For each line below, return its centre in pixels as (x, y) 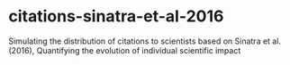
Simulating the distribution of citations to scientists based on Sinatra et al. (145, 41)
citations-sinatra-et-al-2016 (116, 16)
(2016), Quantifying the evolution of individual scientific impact (125, 50)
